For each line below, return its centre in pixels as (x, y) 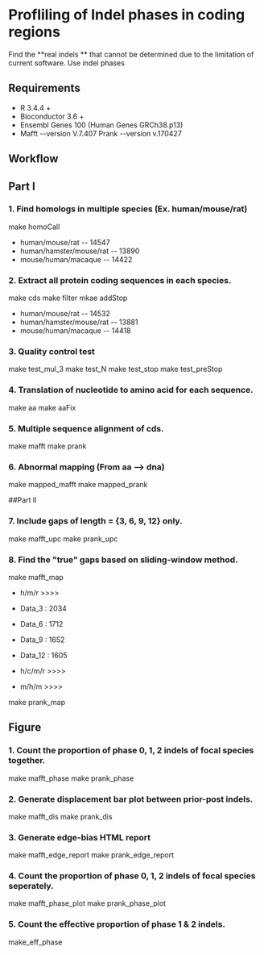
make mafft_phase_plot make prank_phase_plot (87, 903)
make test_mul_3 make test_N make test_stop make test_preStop (115, 369)
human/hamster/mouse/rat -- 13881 (79, 322)
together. (27, 761)
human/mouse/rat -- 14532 (65, 314)
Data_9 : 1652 (42, 640)
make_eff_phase (35, 942)
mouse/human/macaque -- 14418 (75, 331)
